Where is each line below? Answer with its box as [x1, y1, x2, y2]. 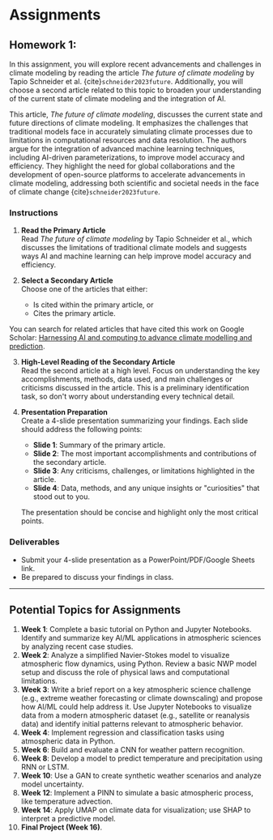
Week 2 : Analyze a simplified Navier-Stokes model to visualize [20, 650, 230, 660]
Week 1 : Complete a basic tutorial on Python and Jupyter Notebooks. [20, 625, 252, 634]
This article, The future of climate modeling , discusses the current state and [9, 109, 263, 119]
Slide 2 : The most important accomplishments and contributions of [32, 449, 258, 458]
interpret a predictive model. [20, 814, 116, 824]
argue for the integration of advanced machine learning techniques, [9, 144, 236, 153]
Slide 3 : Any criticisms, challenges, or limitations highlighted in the [32, 466, 255, 475]
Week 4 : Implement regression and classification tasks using [20, 727, 225, 738]
